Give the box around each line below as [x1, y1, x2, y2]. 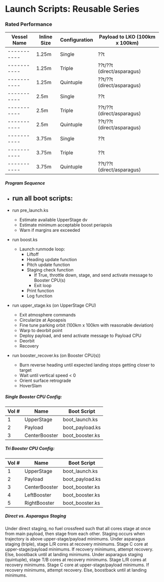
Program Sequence [5, 180, 45, 186]
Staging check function [26, 267, 74, 272]
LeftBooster [24, 492, 52, 498]
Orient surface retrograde [19, 378, 71, 383]
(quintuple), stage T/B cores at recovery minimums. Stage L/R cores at [5, 557, 147, 562]
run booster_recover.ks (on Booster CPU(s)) [12, 352, 101, 358]
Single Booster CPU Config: [5, 394, 62, 400]
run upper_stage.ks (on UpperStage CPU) [12, 302, 96, 308]
